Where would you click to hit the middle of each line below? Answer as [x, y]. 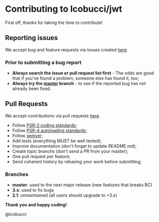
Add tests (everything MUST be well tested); [57, 141]
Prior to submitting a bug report [43, 62]
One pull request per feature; [41, 156]
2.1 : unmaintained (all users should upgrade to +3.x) [65, 195]
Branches [17, 174]
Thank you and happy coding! [36, 205]
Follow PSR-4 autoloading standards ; [49, 130]
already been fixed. [32, 89]
